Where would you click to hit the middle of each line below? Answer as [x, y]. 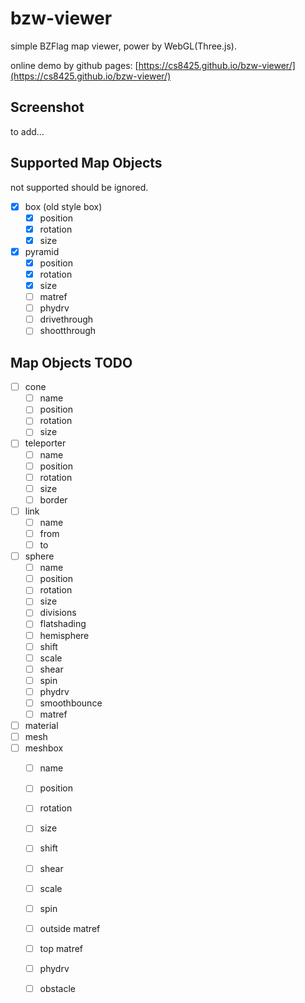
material [41, 725]
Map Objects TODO [71, 362]
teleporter [45, 443]
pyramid [42, 251]
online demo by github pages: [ [74, 65]
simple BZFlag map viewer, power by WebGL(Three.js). [123, 46]
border [53, 499]
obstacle [57, 988]
